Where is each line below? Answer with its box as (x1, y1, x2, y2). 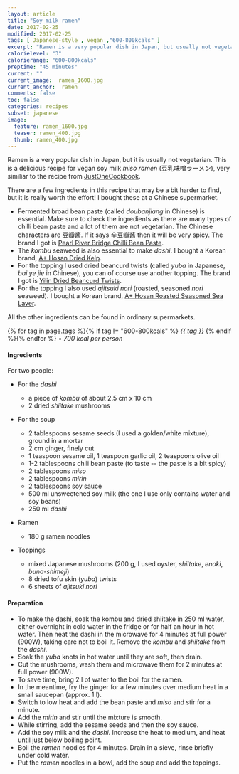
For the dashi (17, 380, 57, 388)
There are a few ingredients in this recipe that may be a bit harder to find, (7, 186, 222, 194)
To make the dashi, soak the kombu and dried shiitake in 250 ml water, (17, 615, 225, 623)
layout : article (7, 10, 55, 18)
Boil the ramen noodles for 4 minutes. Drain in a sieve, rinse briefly (17, 743, 213, 751)
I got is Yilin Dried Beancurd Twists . (17, 277, 122, 285)
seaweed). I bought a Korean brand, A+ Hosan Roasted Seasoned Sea (17, 292, 224, 300)
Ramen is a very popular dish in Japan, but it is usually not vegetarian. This (7, 156, 227, 164)
